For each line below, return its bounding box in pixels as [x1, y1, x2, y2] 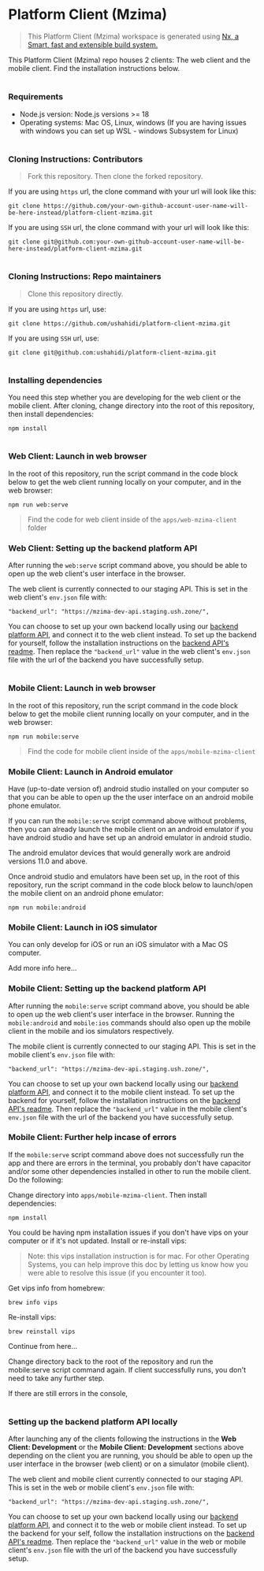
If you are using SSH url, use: [8, 333, 100, 343]
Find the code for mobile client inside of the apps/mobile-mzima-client [27, 746, 256, 756]
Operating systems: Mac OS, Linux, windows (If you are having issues [19, 117, 247, 127]
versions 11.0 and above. [8, 856, 88, 866]
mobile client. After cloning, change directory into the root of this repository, [8, 401, 255, 410]
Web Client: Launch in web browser [8, 451, 147, 462]
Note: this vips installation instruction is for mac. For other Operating [27, 1251, 250, 1261]
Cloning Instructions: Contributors [8, 154, 143, 165]
